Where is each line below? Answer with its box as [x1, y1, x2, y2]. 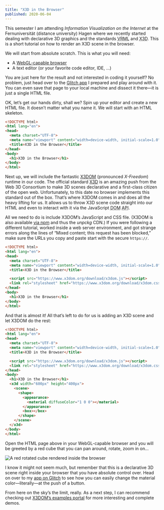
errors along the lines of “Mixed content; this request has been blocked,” [5, 230, 151, 236]
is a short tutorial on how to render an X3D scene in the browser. [5, 41, 135, 46]
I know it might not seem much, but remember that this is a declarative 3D [5, 464, 154, 470]
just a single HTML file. [5, 90, 51, 96]
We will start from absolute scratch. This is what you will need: [5, 50, 131, 56]
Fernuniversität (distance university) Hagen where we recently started [5, 30, 146, 36]
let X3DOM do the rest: [5, 318, 51, 324]
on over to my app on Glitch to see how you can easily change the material [5, 475, 155, 481]
